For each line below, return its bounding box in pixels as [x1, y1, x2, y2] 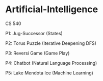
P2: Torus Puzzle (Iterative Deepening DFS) [5, 40, 97, 46]
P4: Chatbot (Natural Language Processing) [5, 60, 97, 66]
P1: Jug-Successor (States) [5, 30, 63, 36]
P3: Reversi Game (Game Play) [5, 50, 70, 56]
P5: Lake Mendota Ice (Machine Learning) [5, 70, 93, 76]
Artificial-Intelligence [5, 4, 98, 15]
